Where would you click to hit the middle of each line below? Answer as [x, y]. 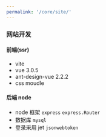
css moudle [29, 83]
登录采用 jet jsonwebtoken [47, 127]
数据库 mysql [31, 119]
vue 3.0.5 [27, 70]
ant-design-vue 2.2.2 [41, 76]
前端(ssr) [18, 50]
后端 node [19, 98]
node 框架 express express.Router [58, 112]
